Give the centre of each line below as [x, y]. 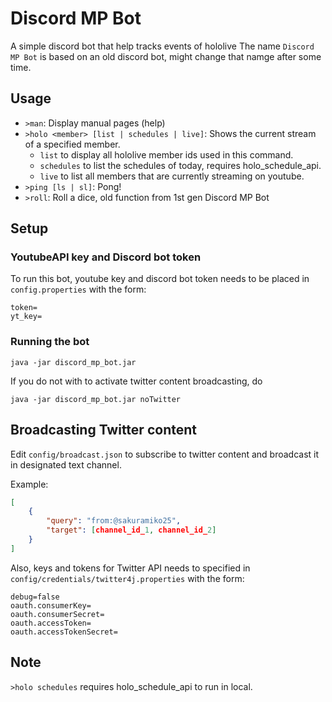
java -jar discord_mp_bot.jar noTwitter [96, 399]
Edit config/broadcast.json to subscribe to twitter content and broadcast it [165, 454]
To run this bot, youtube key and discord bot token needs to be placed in [160, 279]
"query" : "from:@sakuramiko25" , [114, 521]
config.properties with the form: [78, 289]
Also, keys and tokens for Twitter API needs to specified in [130, 568]
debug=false [35, 597]
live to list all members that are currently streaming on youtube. [172, 176]
